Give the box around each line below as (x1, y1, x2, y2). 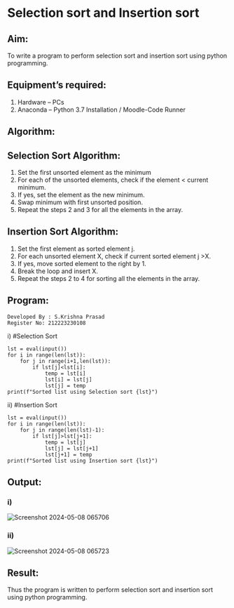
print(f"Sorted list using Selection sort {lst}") (7, 388, 158, 395)
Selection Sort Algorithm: (7, 150, 121, 161)
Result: (7, 567, 39, 579)
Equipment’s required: (7, 79, 106, 91)
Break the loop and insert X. (17, 267, 98, 275)
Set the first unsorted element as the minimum (17, 168, 152, 177)
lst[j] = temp (44, 382, 86, 389)
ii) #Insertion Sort (7, 400, 57, 409)
